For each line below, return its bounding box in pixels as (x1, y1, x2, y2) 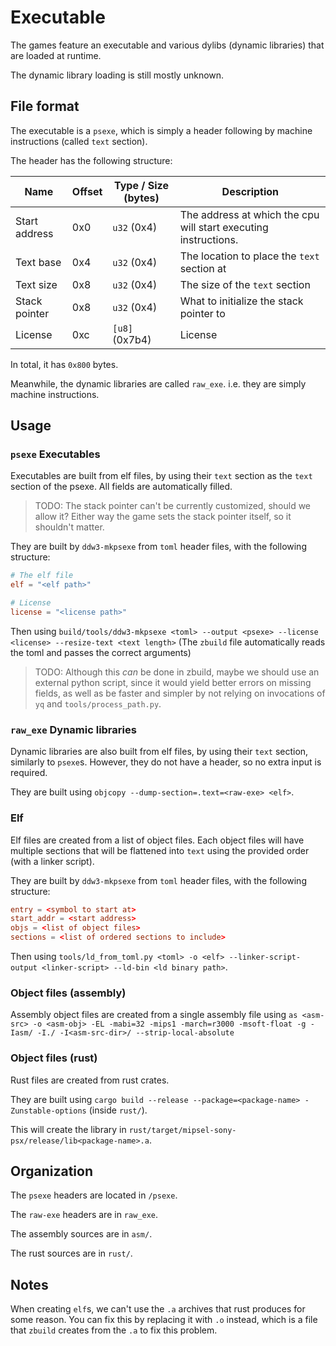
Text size (15, 277, 58, 291)
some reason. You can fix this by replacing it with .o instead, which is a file (10, 1314, 318, 1326)
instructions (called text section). (10, 135, 148, 147)
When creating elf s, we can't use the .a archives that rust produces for (10, 1303, 306, 1315)
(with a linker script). (10, 855, 95, 867)
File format (10, 98, 80, 115)
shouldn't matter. (34, 521, 105, 533)
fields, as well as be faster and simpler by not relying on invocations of (34, 687, 326, 699)
